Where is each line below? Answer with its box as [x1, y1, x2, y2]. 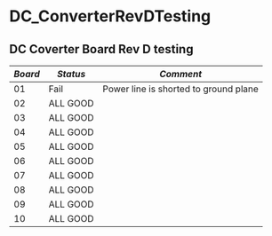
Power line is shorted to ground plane [102, 83, 260, 95]
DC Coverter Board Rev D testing [9, 42, 194, 57]
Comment [159, 68, 203, 80]
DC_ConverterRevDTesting [9, 6, 212, 27]
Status [56, 68, 86, 80]
